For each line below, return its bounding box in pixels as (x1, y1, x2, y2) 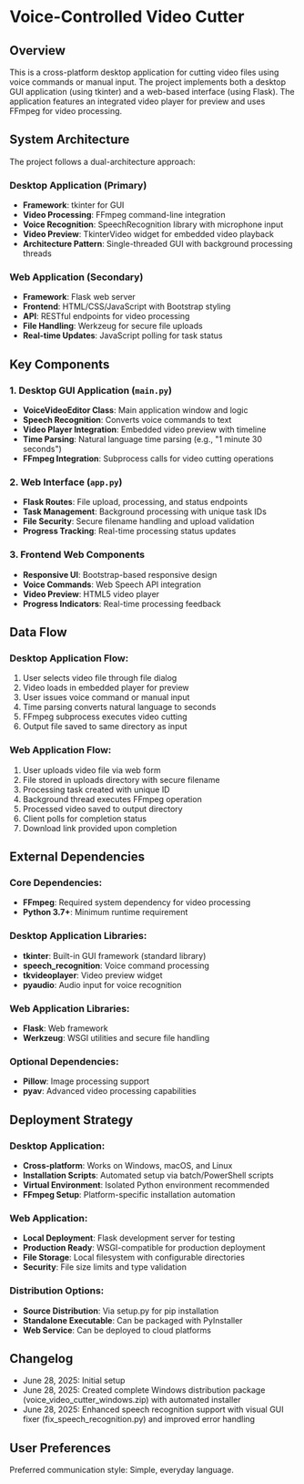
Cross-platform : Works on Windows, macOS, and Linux (22, 1159, 233, 1170)
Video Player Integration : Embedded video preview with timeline (22, 424, 267, 435)
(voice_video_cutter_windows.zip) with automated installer (22, 1395, 241, 1406)
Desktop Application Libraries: (9, 930, 147, 943)
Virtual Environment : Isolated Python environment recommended (22, 1179, 270, 1190)
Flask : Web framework (22, 1023, 108, 1034)
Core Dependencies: (9, 876, 103, 889)
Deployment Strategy (9, 1112, 134, 1128)
